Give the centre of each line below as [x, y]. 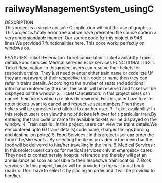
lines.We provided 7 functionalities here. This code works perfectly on [75, 43]
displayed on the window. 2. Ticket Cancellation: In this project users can [78, 93]
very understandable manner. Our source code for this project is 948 [74, 38]
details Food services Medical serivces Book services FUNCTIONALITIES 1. [80, 62]
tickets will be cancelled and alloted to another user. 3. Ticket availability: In [80, 109]
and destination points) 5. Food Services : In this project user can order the [80, 135]
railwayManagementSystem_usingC [80, 9]
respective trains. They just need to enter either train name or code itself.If [79, 73]
